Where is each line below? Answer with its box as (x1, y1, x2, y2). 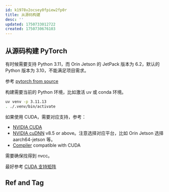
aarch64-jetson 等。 (12, 136, 55, 143)
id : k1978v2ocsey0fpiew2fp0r (5, 7, 67, 13)
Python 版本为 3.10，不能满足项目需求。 (5, 67, 89, 73)
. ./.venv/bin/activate (5, 104, 56, 109)
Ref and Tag (5, 179, 44, 187)
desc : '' (5, 17, 24, 22)
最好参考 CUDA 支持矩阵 (5, 163, 57, 170)
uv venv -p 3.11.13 (5, 99, 47, 104)
